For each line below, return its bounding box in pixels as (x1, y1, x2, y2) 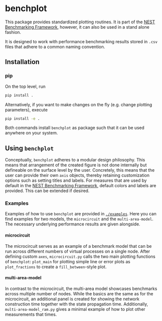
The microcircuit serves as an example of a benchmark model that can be (5, 243, 152, 249)
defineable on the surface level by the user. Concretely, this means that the (5, 167, 155, 173)
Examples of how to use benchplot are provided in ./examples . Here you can (5, 211, 157, 217)
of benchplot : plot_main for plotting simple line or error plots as (5, 258, 131, 264)
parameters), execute (5, 107, 48, 112)
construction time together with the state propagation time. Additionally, (5, 301, 148, 307)
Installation (5, 58, 40, 66)
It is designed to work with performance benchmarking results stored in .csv (5, 38, 158, 44)
